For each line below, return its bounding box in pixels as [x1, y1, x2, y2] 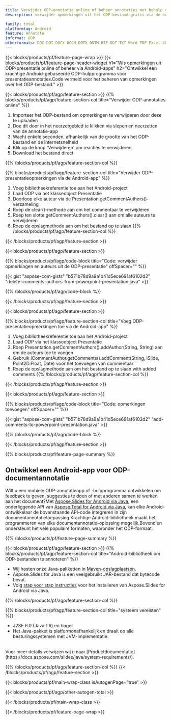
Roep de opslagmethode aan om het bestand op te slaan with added [12, 365, 156, 372]
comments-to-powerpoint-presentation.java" [5, 421, 100, 428]
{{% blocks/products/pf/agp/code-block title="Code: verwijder [5, 258, 137, 264]
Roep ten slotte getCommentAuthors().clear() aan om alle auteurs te [12, 212, 155, 218]
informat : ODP [5, 36, 36, 41]
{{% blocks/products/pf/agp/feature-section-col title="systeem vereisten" [5, 607, 161, 613]
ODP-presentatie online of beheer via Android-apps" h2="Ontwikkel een [5, 65, 157, 71]
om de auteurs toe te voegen [12, 350, 74, 356]
